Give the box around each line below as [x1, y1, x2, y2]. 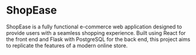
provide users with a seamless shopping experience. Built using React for [6, 29, 186, 36]
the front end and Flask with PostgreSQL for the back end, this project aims [6, 35, 191, 43]
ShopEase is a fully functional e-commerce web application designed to [6, 23, 182, 30]
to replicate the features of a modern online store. [6, 42, 128, 49]
